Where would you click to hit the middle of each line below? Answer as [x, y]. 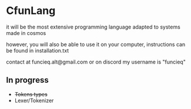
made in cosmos [26, 33]
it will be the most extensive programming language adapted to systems [93, 27]
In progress [27, 80]
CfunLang [31, 11]
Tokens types [31, 94]
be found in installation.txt [38, 50]
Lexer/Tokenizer [34, 100]
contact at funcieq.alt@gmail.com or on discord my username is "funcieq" [96, 62]
